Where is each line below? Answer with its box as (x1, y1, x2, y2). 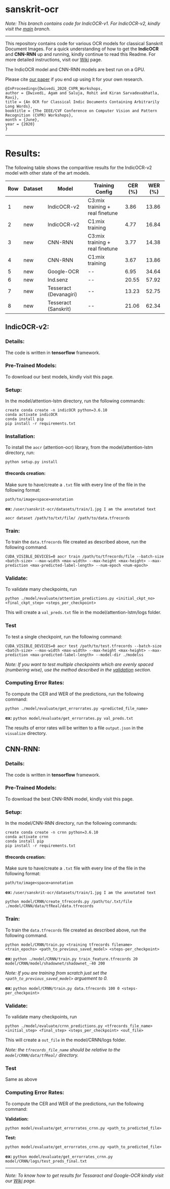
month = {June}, (5, 117, 39, 122)
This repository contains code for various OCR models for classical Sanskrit (5, 40, 163, 46)
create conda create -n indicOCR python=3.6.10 (5, 408, 108, 413)
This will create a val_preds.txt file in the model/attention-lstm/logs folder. (5, 609, 162, 616)
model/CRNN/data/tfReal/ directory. (5, 1052, 79, 1058)
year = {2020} (5, 121, 35, 126)
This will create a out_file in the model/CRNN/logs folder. (5, 1037, 126, 1043)
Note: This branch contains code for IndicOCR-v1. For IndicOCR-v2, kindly (5, 20, 160, 26)
